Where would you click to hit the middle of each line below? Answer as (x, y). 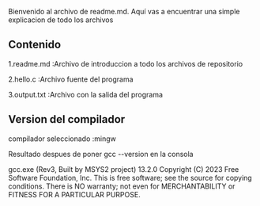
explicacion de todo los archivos (61, 20)
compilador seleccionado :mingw (62, 139)
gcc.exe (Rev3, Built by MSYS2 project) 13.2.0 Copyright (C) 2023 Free (124, 169)
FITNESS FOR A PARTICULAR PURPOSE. (74, 194)
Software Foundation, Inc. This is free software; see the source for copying (130, 177)
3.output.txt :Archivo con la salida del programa (86, 94)
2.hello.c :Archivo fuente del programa (71, 79)
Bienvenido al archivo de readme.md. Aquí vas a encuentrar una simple (124, 11)
